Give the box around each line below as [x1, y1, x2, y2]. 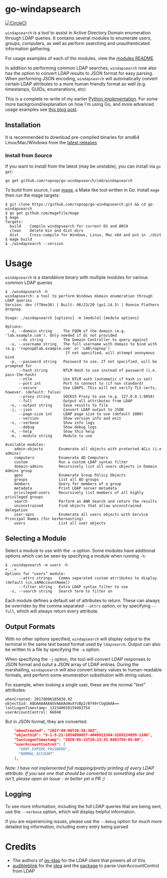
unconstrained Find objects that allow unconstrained [14, 503, 142, 508]
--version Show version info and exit [18, 416, 122, 421]
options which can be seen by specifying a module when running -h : [5, 553, 146, 559]
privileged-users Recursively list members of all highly [14, 490, 144, 495]
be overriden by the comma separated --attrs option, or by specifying [5, 602, 151, 608]
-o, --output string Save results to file [9, 403, 108, 408]
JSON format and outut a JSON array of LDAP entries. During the [5, 661, 139, 667]
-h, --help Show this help [9, 429, 95, 434]
